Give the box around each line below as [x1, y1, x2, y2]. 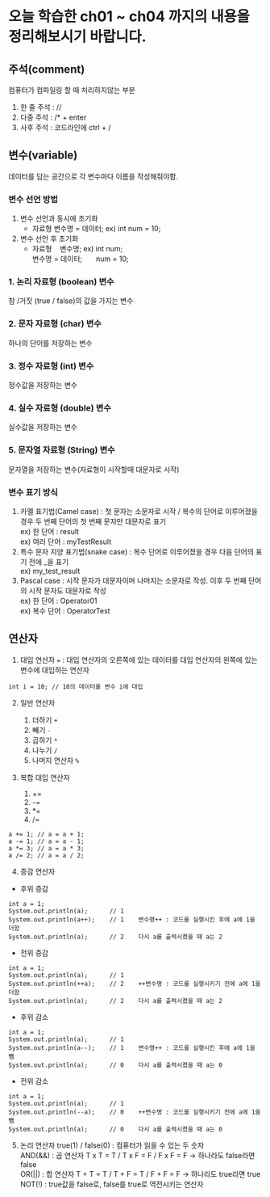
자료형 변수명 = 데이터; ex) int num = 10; [31, 224, 161, 234]
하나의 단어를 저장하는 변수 [8, 338, 93, 348]
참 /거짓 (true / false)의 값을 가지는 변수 [8, 296, 134, 306]
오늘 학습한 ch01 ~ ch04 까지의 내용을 [8, 7, 250, 26]
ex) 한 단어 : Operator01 [19, 596, 98, 605]
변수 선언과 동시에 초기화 [19, 213, 98, 223]
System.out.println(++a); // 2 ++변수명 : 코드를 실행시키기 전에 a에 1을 [8, 980, 261, 988]
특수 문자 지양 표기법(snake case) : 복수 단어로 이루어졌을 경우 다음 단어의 [19, 546, 254, 556]
